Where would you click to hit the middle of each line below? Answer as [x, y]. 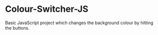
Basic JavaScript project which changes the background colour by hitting [79, 23]
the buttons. [17, 28]
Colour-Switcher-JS [47, 9]
